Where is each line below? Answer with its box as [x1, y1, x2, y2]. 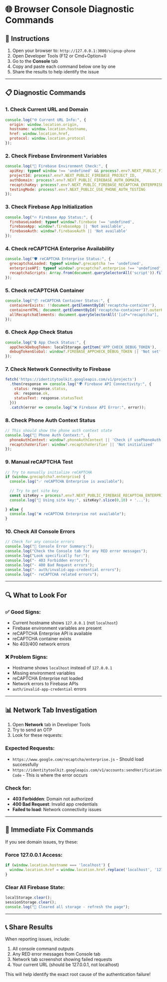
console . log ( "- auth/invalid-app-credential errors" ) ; [5, 567, 121, 572]
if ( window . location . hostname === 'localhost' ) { [5, 863, 110, 868]
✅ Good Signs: [5, 608, 41, 615]
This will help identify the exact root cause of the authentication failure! [5, 972, 151, 978]
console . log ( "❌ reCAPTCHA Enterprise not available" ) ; [9, 511, 126, 516]
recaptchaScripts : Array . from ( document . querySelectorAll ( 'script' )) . [9, 270, 157, 275]
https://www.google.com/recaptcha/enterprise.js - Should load [12, 756, 144, 762]
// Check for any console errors [5, 539, 75, 544]
